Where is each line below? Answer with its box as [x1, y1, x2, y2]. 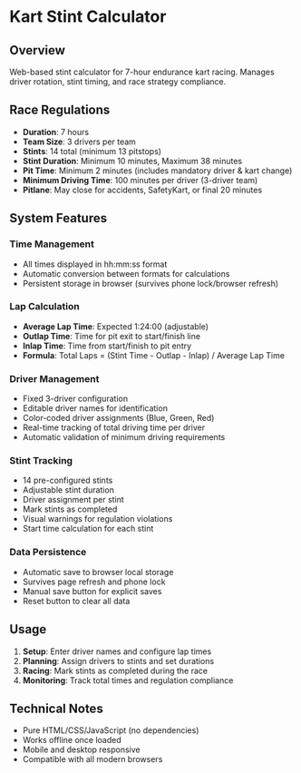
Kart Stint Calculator [9, 6, 167, 27]
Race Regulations [9, 103, 111, 118]
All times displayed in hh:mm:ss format [22, 259, 168, 269]
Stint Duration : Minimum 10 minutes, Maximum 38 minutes [22, 155, 243, 166]
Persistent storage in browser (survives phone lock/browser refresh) [22, 278, 279, 289]
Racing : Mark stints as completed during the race [22, 665, 209, 676]
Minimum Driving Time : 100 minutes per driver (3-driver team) [22, 174, 258, 185]
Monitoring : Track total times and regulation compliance [22, 674, 234, 686]
